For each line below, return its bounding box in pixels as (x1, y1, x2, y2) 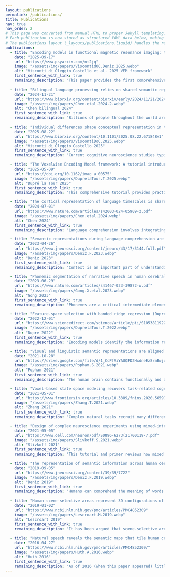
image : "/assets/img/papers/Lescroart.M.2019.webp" (14, 512, 125, 517)
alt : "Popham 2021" (14, 367, 56, 373)
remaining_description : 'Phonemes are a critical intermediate (14, 302, 151, 307)
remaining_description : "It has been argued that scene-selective (14, 526, 157, 531)
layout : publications (5, 7, 51, 13)
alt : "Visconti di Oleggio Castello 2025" (14, 143, 105, 148)
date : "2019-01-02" (14, 503, 56, 508)
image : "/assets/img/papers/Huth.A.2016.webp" (14, 550, 114, 555)
